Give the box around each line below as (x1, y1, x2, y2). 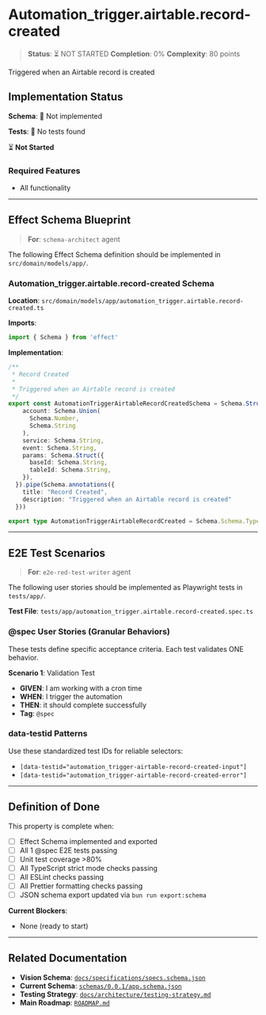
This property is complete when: (8, 821, 115, 831)
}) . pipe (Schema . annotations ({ (15, 481, 115, 489)
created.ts (8, 305, 44, 312)
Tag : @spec (19, 708, 55, 718)
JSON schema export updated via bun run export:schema (19, 890, 207, 899)
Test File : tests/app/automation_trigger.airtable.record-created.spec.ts (8, 607, 253, 616)
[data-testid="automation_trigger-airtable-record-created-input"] (19, 763, 247, 771)
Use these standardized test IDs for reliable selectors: (8, 746, 184, 756)
